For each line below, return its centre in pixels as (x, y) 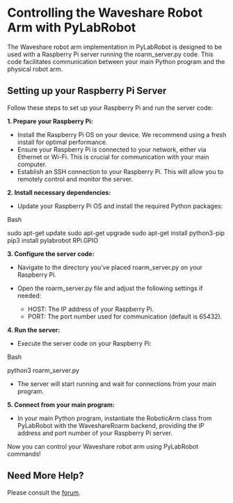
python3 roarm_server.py (43, 370)
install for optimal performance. (62, 142)
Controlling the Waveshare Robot (105, 13)
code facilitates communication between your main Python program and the (116, 61)
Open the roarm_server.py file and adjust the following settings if (110, 288)
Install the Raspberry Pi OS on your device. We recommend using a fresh (122, 134)
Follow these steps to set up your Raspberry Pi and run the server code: (110, 107)
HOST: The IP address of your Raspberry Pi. (91, 309)
